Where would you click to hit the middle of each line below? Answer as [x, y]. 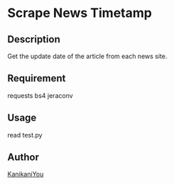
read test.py [25, 135]
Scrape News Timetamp [80, 13]
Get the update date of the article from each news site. [87, 56]
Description [34, 39]
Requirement [37, 78]
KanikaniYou [26, 174]
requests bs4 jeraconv [40, 95]
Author [23, 157]
